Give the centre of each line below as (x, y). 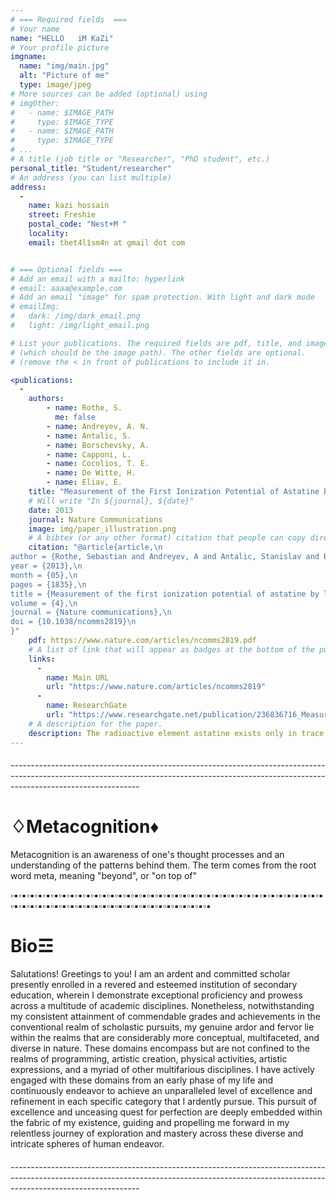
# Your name (35, 29)
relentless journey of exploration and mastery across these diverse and (157, 1133)
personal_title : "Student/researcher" (91, 168)
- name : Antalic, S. (89, 436)
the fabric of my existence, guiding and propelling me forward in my (150, 1122)
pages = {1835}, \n (48, 584)
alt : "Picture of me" (64, 76)
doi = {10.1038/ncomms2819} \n (73, 622)
